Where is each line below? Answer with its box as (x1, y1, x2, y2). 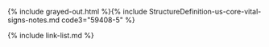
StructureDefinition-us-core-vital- (149, 7, 262, 16)
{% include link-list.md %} (7, 31, 94, 40)
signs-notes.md (7, 15, 60, 25)
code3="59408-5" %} (60, 15, 135, 25)
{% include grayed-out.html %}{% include (7, 7, 148, 16)
